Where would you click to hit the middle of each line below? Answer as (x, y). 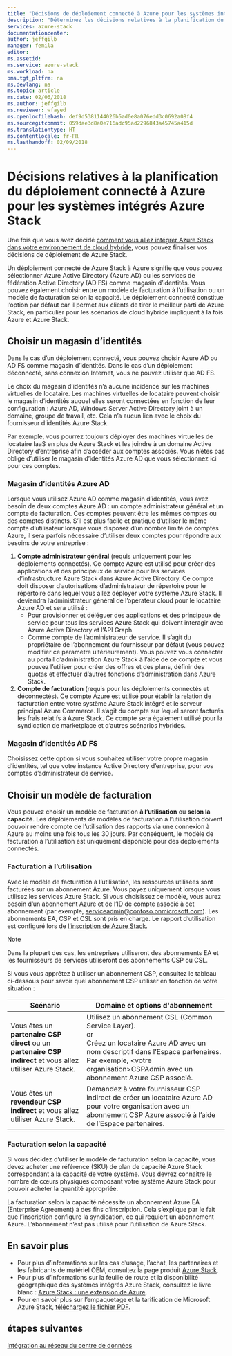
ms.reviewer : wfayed (37, 110)
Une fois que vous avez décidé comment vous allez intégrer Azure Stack (110, 240)
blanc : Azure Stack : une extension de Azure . (82, 1292)
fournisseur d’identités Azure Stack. (58, 422)
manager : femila (30, 46)
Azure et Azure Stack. (38, 320)
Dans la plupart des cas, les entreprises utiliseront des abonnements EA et (113, 952)
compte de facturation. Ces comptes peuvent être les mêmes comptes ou (112, 514)
